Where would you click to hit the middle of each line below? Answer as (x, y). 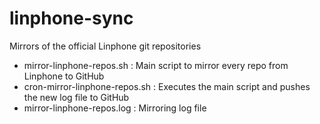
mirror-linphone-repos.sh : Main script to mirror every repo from (156, 65)
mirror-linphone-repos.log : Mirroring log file (115, 108)
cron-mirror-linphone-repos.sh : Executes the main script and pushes (167, 86)
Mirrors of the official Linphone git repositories (105, 46)
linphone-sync (71, 18)
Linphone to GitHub (64, 76)
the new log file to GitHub (76, 97)
